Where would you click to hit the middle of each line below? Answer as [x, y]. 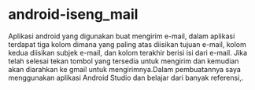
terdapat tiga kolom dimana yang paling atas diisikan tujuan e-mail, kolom [127, 44]
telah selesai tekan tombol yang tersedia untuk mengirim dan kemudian [124, 61]
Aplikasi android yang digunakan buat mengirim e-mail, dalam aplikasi [122, 36]
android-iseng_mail [73, 14]
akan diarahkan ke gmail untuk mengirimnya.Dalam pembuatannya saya [125, 69]
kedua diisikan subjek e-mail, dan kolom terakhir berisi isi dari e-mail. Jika [128, 52]
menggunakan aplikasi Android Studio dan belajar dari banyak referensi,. [126, 77]
